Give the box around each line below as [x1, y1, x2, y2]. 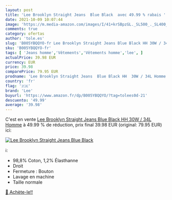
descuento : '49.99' [5, 97, 47, 103]
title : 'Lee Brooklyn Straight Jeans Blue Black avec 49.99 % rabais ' [5, 12, 166, 17]
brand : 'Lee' [5, 88, 33, 93]
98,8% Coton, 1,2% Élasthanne [12, 158, 78, 164]
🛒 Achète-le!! [5, 189, 33, 195]
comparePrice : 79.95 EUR [5, 69, 58, 74]
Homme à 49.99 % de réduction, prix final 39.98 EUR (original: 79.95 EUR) [5, 122, 162, 128]
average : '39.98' [5, 103, 42, 108]
